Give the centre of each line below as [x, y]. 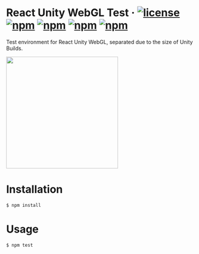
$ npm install [24, 205]
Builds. [15, 48]
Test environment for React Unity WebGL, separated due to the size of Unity [99, 42]
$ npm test [20, 245]
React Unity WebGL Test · [71, 13]
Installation [35, 189]
